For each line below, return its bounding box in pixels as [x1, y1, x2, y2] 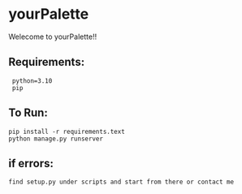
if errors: [8, 156, 54, 170]
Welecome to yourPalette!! [8, 32, 97, 41]
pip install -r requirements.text [8, 127, 126, 136]
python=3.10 [11, 76, 53, 85]
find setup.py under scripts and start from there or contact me [8, 178, 234, 187]
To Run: [8, 106, 49, 120]
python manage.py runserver [8, 135, 104, 143]
